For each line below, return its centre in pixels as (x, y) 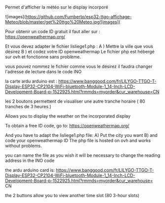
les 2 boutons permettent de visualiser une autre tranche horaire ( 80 (75, 101)
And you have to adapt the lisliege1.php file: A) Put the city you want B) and (81, 135)
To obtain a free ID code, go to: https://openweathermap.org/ (67, 126)
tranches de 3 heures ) (28, 106)
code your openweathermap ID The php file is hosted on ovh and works (78, 141)
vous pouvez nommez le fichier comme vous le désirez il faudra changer (79, 66)
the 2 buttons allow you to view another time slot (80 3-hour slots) (72, 195)
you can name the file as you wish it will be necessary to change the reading (83, 155)
